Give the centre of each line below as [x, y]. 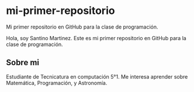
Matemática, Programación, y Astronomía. [57, 83]
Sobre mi [23, 63]
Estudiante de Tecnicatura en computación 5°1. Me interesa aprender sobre [97, 76]
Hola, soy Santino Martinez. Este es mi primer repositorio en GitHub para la [96, 38]
